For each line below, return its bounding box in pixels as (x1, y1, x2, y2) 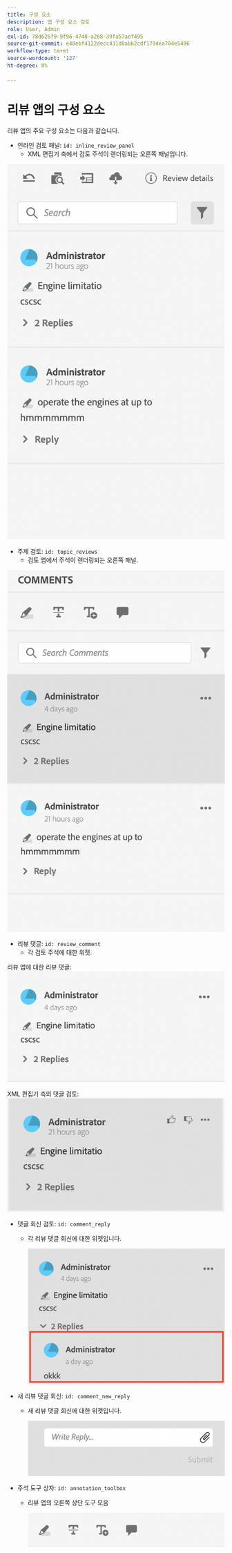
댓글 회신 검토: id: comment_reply (17, 1219, 110, 1228)
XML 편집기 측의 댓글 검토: (7, 1090, 79, 1098)
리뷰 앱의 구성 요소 (7, 102, 105, 117)
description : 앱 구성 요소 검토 (7, 18, 90, 26)
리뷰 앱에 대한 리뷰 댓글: (7, 963, 72, 971)
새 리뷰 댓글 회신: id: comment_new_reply (17, 1391, 130, 1400)
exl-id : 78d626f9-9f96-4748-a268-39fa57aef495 (7, 33, 144, 40)
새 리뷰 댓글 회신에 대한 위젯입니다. (27, 1406, 122, 1415)
